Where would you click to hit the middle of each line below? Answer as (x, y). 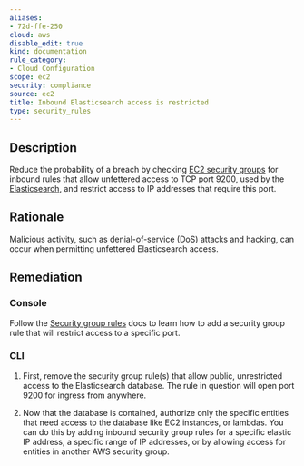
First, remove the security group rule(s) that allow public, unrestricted (152, 376)
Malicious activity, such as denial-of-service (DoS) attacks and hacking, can (152, 239)
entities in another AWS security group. (96, 451)
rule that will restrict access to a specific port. (95, 332)
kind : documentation (49, 52)
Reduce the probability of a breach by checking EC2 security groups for (144, 170)
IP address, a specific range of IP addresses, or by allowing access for (154, 441)
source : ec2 (32, 94)
